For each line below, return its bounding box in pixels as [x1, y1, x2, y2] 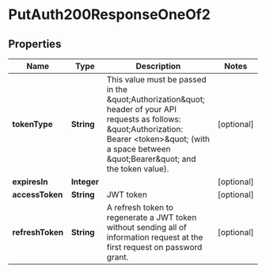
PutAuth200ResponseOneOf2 [8, 6, 211, 24]
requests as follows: [106, 113, 181, 125]
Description [135, 61, 181, 71]
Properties [8, 37, 62, 51]
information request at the [106, 232, 203, 243]
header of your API [106, 104, 177, 114]
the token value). [106, 163, 169, 174]
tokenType [12, 119, 53, 129]
